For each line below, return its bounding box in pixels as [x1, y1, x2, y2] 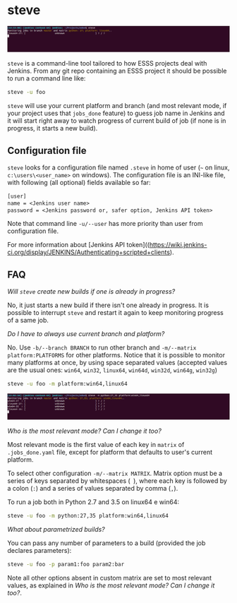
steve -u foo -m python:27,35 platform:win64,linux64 [7, 513, 169, 520]
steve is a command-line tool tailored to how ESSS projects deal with [7, 59, 207, 68]
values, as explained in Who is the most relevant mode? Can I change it [7, 581, 215, 590]
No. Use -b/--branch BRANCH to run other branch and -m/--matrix [7, 343, 197, 352]
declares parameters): [7, 547, 72, 555]
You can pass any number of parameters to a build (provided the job [7, 539, 206, 547]
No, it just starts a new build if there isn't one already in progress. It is [7, 301, 209, 309]
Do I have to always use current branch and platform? [7, 329, 165, 338]
